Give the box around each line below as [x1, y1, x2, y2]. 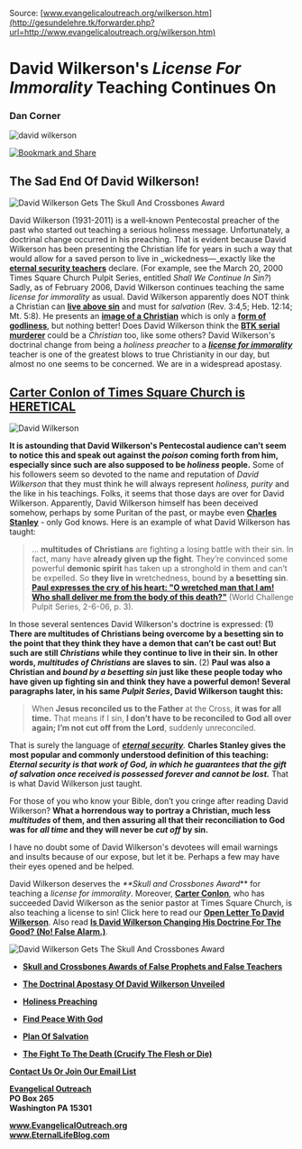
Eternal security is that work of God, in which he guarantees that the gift [9, 759, 287, 770]
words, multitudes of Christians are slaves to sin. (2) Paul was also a [9, 657, 270, 668]
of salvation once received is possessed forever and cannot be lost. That [9, 769, 288, 780]
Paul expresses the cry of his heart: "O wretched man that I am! [31, 582, 275, 593]
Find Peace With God [22, 1014, 104, 1025]
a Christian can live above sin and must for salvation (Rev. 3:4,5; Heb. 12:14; [9, 301, 293, 312]
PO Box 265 [9, 1093, 54, 1104]
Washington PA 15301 [9, 1103, 93, 1114]
